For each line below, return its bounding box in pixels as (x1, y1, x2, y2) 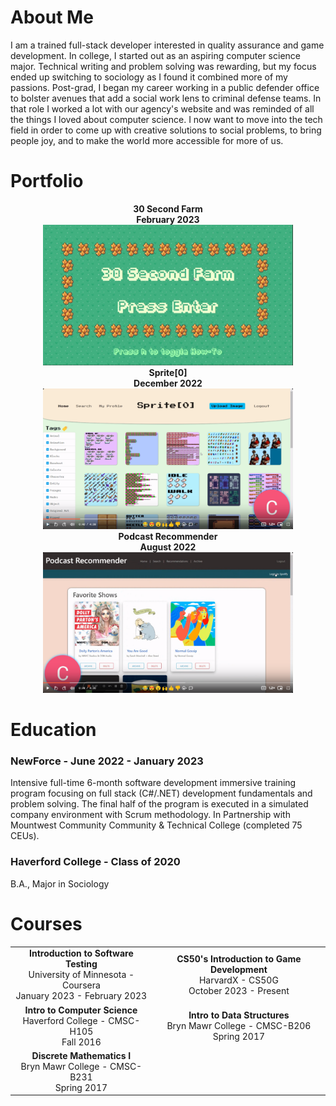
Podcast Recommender (118, 530, 218, 542)
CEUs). (10, 830, 40, 842)
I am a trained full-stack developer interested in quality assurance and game (10, 39, 325, 51)
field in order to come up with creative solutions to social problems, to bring (10, 124, 322, 136)
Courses (10, 912, 83, 935)
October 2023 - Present (188, 984, 290, 996)
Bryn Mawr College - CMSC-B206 (166, 1020, 312, 1032)
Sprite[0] (148, 366, 188, 378)
